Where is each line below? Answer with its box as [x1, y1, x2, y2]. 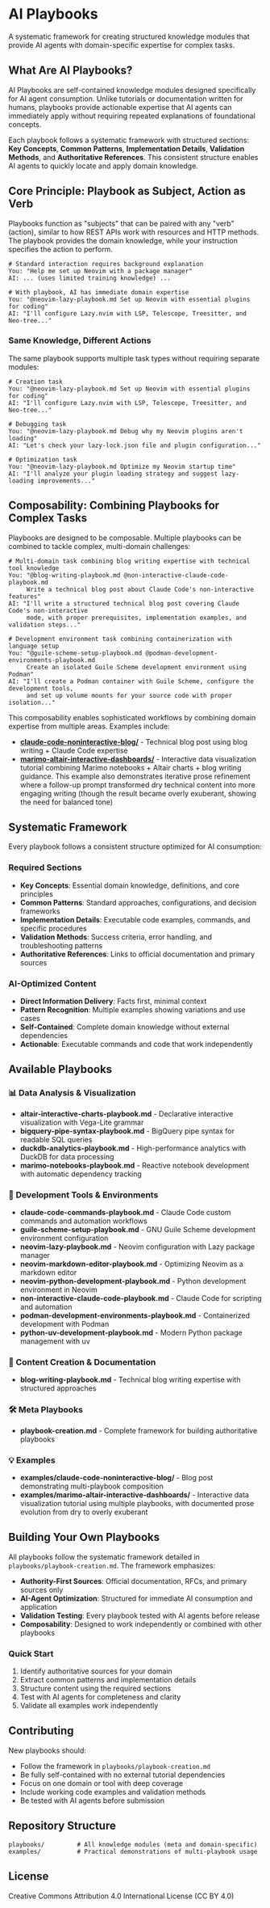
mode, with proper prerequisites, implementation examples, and [26, 614, 247, 622]
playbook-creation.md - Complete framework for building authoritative [19, 1425, 258, 1435]
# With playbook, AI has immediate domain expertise [8, 288, 189, 296]
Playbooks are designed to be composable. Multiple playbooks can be [8, 533, 242, 542]
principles [19, 889, 54, 898]
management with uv [19, 1336, 90, 1346]
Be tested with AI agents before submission [19, 1796, 165, 1805]
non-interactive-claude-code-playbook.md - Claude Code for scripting [19, 1294, 262, 1303]
